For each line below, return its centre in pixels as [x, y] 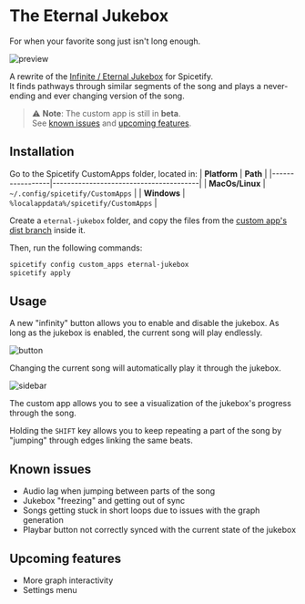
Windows [162, 193]
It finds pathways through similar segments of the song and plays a [136, 86]
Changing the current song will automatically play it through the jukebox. [146, 368]
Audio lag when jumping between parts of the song [119, 491]
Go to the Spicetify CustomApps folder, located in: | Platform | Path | [138, 173]
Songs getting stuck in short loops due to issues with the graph [141, 510]
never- [276, 86]
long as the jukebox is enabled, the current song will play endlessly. [136, 333]
